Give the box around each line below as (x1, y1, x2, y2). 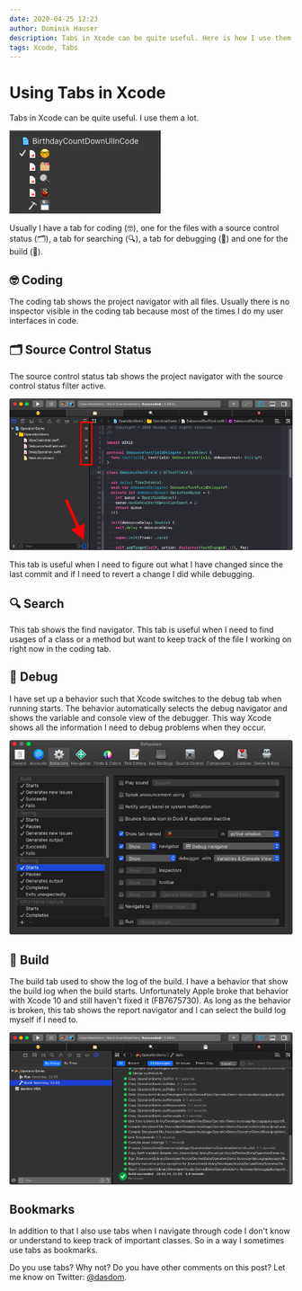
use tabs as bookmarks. (9, 1245, 99, 1256)
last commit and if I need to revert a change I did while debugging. (9, 569, 255, 580)
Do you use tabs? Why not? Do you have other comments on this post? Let (9, 1262, 286, 1273)
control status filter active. (9, 380, 106, 391)
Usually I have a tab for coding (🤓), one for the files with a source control (9, 223, 280, 234)
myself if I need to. (9, 1014, 79, 1025)
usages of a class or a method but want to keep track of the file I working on (9, 634, 292, 645)
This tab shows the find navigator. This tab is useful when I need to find (9, 625, 274, 635)
